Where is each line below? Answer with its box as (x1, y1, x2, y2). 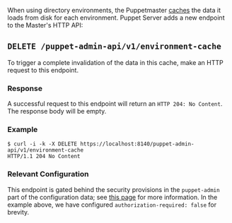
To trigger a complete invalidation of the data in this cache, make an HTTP (7, 58, 224, 66)
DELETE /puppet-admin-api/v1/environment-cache (7, 42, 221, 52)
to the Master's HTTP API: (7, 21, 83, 29)
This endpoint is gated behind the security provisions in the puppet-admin (7, 185, 221, 193)
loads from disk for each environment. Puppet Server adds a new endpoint (7, 13, 225, 22)
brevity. (7, 207, 30, 216)
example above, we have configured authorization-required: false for (7, 200, 217, 209)
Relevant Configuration (7, 169, 89, 179)
